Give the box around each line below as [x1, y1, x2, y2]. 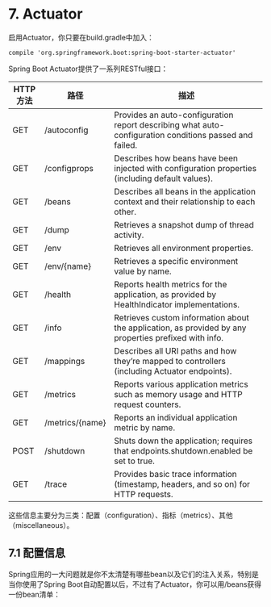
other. [114, 206, 137, 217]
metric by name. [114, 421, 176, 433]
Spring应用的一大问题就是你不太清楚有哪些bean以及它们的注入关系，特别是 [8, 569, 260, 579]
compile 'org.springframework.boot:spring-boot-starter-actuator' [8, 48, 236, 57]
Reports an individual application [114, 412, 238, 423]
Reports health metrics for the [114, 278, 227, 290]
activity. [114, 229, 144, 241]
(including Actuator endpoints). [114, 365, 232, 376]
